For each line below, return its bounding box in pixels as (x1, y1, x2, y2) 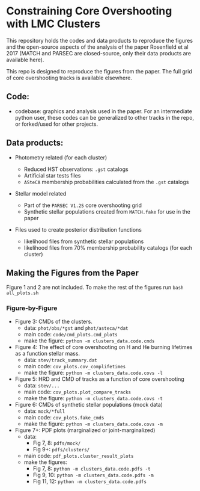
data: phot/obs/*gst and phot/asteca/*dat (23, 324, 129, 332)
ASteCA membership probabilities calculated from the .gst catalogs (23, 178, 189, 185)
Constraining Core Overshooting (6, 4, 172, 18)
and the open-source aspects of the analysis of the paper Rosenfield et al (6, 43, 189, 51)
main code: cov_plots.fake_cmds (23, 413, 105, 421)
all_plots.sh (6, 290, 39, 296)
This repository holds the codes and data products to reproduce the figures (6, 37, 193, 44)
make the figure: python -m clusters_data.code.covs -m (23, 420, 163, 427)
